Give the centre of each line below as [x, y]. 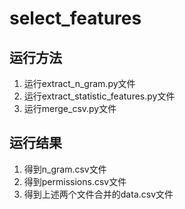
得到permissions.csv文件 [75, 181]
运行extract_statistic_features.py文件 [99, 96]
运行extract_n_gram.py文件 [79, 83]
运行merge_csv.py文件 [70, 108]
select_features [75, 18]
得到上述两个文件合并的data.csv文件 [98, 194]
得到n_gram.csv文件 [65, 169]
